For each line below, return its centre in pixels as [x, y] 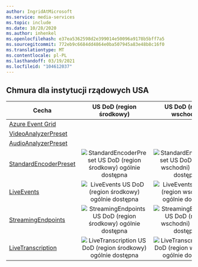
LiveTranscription [33, 248]
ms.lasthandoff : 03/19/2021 [41, 61]
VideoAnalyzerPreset [38, 134]
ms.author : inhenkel [32, 34]
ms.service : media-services [41, 17]
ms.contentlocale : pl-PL [37, 55]
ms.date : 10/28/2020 [32, 28]
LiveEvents [24, 192]
